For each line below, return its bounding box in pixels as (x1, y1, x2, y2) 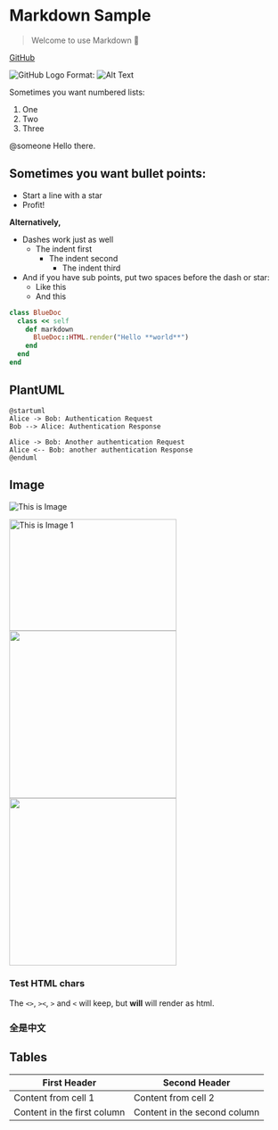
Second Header (162, 1076, 231, 1089)
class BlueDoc (9, 308, 62, 317)
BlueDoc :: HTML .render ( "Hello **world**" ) (32, 333, 190, 342)
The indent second (48, 253, 119, 263)
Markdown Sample (9, 5, 151, 26)
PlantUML (9, 383, 65, 398)
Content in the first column (13, 1106, 126, 1118)
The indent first (35, 243, 93, 254)
